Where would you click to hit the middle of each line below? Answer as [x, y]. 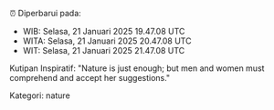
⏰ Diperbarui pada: [46, 13]
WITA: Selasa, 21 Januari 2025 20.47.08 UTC [107, 41]
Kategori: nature [40, 95]
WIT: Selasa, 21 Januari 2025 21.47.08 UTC [104, 50]
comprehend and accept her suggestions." [90, 78]
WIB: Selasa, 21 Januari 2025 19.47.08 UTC [104, 31]
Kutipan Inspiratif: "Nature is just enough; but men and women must [137, 68]
